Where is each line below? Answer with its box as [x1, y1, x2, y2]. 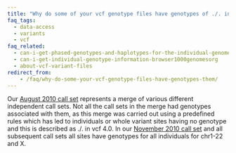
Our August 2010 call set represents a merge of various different [7, 95, 194, 103]
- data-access [13, 23, 55, 30]
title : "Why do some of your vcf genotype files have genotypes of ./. [7, 10, 221, 18]
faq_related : [7, 43, 46, 50]
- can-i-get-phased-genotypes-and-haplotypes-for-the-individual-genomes [13, 50, 234, 57]
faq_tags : [7, 17, 37, 24]
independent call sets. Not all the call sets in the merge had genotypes [7, 102, 211, 111]
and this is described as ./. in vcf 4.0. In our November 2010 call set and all [7, 124, 223, 133]
